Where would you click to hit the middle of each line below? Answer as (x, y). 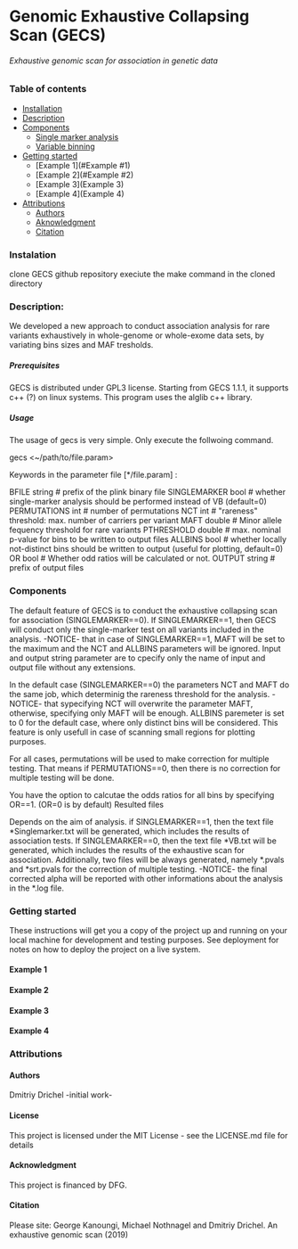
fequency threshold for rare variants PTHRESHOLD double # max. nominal (145, 530)
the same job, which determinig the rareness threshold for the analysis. (140, 694)
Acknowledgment (43, 1165)
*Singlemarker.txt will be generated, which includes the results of (129, 831)
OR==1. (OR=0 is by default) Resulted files (87, 804)
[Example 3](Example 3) (80, 184)
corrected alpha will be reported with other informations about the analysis (146, 878)
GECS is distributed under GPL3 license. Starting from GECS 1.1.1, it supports (149, 388)
